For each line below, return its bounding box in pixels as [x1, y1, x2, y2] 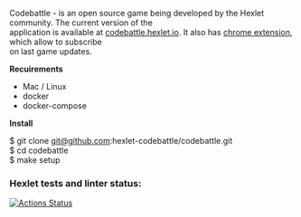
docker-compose [22, 100, 88, 111]
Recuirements [9, 63, 63, 74]
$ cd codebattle [9, 145, 69, 156]
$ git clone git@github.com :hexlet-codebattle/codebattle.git [9, 136, 233, 146]
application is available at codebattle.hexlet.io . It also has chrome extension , [9, 27, 293, 37]
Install [9, 118, 33, 128]
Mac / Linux [22, 81, 67, 91]
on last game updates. [9, 46, 92, 57]
